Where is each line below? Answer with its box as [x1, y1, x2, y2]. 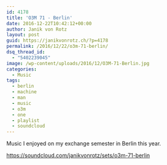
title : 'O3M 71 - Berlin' [6, 15, 72, 21]
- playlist [12, 117, 40, 123]
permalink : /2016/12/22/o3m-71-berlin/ [6, 44, 109, 50]
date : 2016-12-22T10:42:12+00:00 [6, 20, 92, 26]
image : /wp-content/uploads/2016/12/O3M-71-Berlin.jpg [6, 60, 150, 66]
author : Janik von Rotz [6, 26, 68, 33]
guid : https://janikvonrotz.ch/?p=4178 [6, 37, 109, 44]
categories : [6, 66, 37, 72]
